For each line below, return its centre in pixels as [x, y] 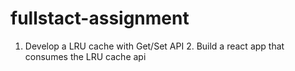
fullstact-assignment [100, 18]
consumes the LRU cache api [85, 56]
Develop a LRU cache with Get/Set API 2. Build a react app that [154, 46]
